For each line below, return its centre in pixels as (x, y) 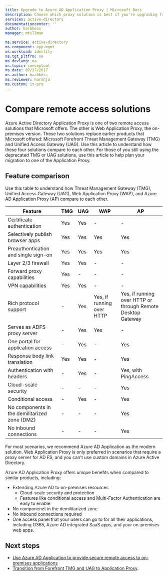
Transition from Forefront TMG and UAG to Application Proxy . (75, 568)
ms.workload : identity (29, 51)
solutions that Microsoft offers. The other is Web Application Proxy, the (78, 128)
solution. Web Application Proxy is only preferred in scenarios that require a (83, 452)
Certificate (20, 220)
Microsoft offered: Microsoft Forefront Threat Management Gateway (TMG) (82, 139)
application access (30, 348)
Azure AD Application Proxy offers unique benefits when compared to (77, 472)
